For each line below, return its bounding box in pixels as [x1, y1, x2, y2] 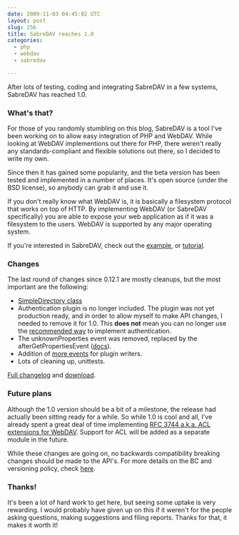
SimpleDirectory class [17, 296, 83, 305]
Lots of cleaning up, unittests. [17, 357, 106, 365]
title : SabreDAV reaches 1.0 [7, 30, 94, 38]
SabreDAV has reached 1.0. [7, 90, 88, 98]
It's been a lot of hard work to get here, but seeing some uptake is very [7, 498, 216, 507]
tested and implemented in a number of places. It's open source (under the [7, 176, 228, 185]
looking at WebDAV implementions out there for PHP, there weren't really [7, 140, 222, 148]
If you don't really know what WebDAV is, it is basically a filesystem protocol [7, 197, 232, 206]
